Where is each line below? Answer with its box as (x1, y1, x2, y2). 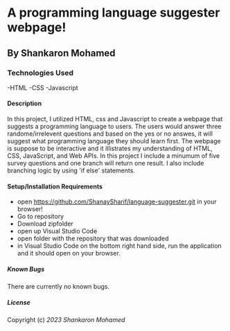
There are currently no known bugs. (7, 283, 109, 291)
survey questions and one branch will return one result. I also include (7, 159, 204, 168)
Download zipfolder (17, 220, 74, 228)
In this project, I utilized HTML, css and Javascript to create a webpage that (7, 115, 223, 123)
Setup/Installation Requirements (7, 182, 103, 190)
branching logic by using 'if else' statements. (7, 166, 135, 175)
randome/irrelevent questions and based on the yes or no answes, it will (7, 129, 213, 138)
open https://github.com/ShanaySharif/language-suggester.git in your (17, 197, 217, 206)
